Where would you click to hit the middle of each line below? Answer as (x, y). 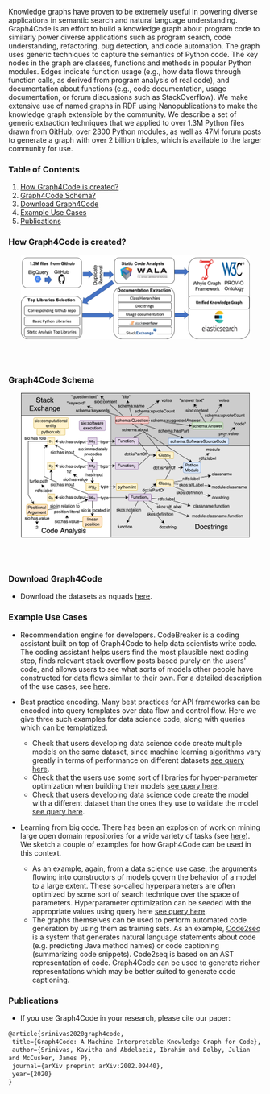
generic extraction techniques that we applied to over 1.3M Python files (127, 123)
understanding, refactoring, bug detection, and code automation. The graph (134, 46)
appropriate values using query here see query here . (120, 911)
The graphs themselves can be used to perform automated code (139, 920)
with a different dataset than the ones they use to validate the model (145, 803)
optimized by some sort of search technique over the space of (135, 894)
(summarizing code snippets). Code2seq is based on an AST (133, 954)
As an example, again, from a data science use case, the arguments (145, 868)
